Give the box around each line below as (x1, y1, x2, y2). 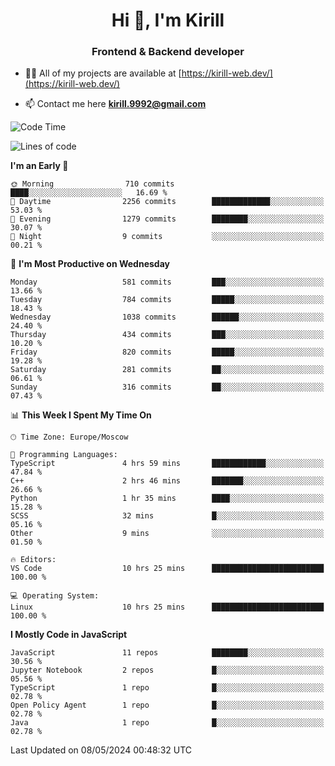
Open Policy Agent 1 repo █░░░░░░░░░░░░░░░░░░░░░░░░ (10, 700, 325, 711)
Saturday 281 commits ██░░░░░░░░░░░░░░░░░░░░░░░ (10, 365, 325, 375)
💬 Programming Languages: (10, 450, 118, 460)
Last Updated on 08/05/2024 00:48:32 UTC (10, 744, 193, 756)
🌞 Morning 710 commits (10, 179, 175, 189)
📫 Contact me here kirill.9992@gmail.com (24, 98, 207, 110)
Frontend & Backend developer (91, 45, 245, 59)
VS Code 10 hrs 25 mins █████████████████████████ (10, 564, 325, 574)
